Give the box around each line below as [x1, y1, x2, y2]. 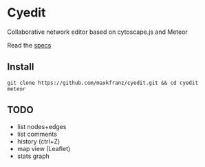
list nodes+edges [17, 122, 67, 130]
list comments [17, 130, 57, 138]
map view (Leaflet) [17, 144, 71, 153]
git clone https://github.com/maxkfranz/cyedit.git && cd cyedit [7, 79, 198, 86]
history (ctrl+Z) [17, 137, 61, 146]
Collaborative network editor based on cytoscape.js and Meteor [7, 28, 188, 36]
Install [7, 61, 34, 73]
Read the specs [7, 41, 52, 49]
